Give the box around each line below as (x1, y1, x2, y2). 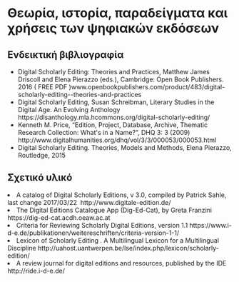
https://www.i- (189, 221, 232, 229)
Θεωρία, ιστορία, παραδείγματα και (7, 5, 228, 21)
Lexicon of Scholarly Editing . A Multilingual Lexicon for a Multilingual (16, 236, 220, 244)
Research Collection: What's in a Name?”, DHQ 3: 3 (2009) (17, 129, 190, 136)
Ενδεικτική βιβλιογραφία (7, 49, 124, 61)
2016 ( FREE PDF (17, 83, 68, 91)
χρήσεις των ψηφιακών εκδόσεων (7, 20, 220, 36)
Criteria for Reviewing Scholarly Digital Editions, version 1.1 (16, 221, 188, 229)
